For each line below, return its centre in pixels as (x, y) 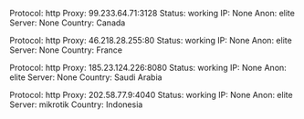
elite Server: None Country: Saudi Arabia (86, 77)
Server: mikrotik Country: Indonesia (76, 104)
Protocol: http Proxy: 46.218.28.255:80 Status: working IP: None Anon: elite (151, 40)
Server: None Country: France (66, 50)
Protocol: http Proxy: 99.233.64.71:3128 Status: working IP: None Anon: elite (152, 13)
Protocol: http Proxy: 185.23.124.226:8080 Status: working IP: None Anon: (148, 68)
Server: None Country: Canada (68, 23)
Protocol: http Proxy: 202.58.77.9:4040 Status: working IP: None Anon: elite (152, 95)
